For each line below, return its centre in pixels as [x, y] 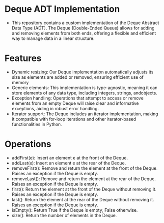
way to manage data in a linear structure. [53, 38]
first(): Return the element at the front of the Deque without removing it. [84, 189]
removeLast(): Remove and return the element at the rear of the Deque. [83, 179]
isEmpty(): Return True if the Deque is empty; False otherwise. [75, 210]
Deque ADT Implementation [62, 9]
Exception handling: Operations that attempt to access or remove [78, 98]
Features [23, 58]
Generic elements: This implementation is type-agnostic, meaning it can [84, 88]
